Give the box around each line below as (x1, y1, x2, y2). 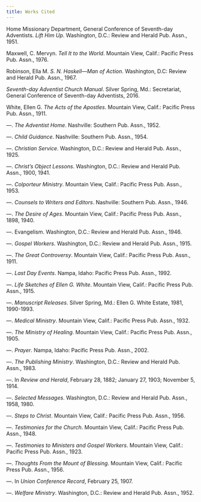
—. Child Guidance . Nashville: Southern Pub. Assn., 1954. (6, 133, 148, 140)
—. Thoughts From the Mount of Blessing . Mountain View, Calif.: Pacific (6, 459, 183, 467)
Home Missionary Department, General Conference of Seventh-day (6, 25, 173, 32)
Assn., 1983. (6, 364, 37, 371)
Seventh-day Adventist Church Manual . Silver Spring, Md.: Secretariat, (6, 85, 182, 93)
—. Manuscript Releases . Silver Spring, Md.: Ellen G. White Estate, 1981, (6, 299, 184, 306)
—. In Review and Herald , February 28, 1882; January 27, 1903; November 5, (6, 376, 196, 383)
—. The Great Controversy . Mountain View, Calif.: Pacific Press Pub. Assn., (6, 251, 191, 258)
